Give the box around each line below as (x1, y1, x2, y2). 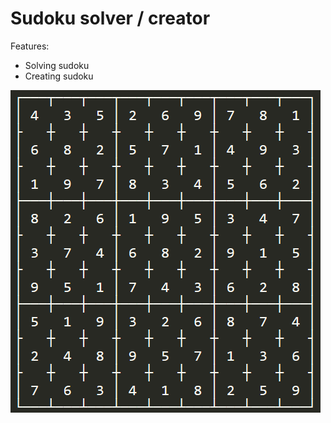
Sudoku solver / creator (10, 7, 211, 30)
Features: (10, 40, 50, 52)
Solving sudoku (24, 59, 90, 71)
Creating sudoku (24, 70, 94, 82)
